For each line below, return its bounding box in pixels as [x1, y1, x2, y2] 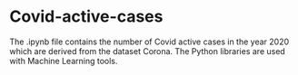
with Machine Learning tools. [9, 55, 118, 66]
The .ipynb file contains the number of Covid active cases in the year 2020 [9, 36, 290, 47]
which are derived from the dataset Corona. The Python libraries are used [9, 45, 286, 56]
